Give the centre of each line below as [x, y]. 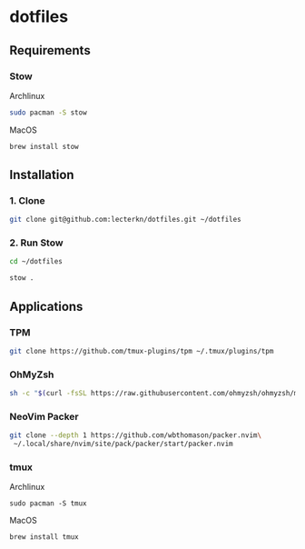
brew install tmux [44, 537]
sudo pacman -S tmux [49, 504]
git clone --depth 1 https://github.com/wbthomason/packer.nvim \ [135, 435]
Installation [42, 175]
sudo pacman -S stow [49, 112]
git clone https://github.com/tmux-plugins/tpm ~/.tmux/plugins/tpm [142, 351]
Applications [46, 306]
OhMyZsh [32, 374]
